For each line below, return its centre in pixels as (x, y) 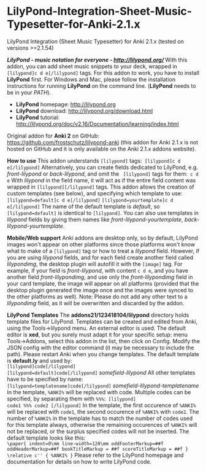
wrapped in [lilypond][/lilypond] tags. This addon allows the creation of (101, 187)
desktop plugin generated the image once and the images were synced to (100, 290)
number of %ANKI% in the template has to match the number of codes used (100, 418)
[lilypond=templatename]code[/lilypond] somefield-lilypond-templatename (103, 386)
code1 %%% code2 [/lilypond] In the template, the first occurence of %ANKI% (101, 405)
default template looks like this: (46, 438)
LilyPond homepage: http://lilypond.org (66, 104)
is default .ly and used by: (40, 360)
